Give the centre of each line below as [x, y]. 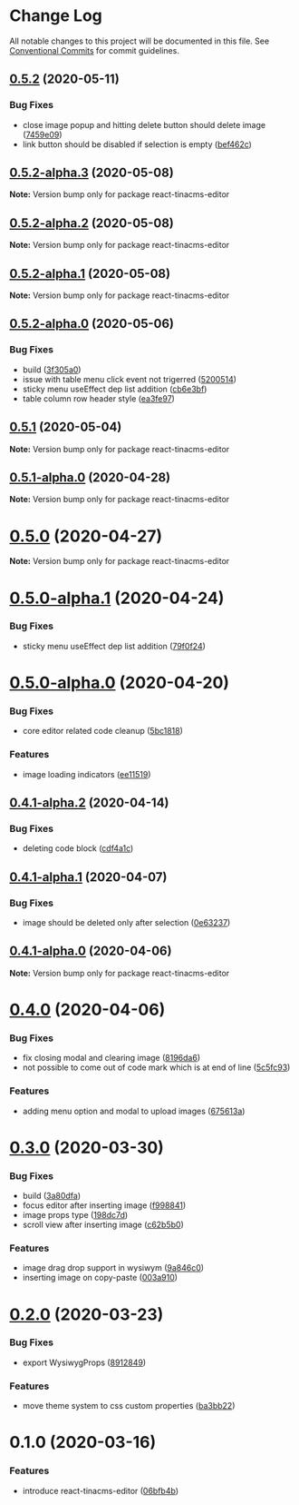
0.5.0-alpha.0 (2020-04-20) [119, 683]
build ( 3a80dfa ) [52, 1196]
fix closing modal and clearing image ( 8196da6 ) [111, 1058]
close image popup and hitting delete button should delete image [144, 124]
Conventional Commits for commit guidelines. [94, 50]
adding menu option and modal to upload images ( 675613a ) [134, 1111]
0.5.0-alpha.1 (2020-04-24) [117, 598]
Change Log [56, 16]
